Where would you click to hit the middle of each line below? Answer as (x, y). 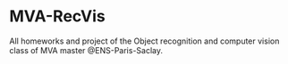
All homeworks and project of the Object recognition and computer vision (144, 41)
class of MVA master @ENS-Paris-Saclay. (86, 50)
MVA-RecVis (57, 16)
